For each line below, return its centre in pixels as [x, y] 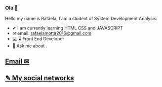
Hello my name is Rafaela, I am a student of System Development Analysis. [81, 19]
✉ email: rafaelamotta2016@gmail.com [52, 33]
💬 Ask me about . [30, 46]
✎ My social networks [40, 78]
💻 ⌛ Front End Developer [38, 39]
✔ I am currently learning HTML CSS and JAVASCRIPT [68, 28]
